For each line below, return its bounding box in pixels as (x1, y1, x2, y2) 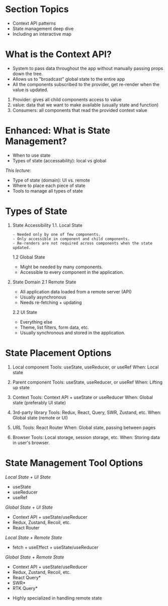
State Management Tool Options (5, 457, 143, 468)
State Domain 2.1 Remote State (12, 279, 76, 285)
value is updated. (12, 87, 49, 93)
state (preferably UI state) (12, 399, 66, 405)
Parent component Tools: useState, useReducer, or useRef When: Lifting (12, 379, 162, 385)
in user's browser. (12, 440, 50, 446)
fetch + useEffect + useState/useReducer (12, 544, 99, 550)
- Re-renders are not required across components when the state (12, 240, 152, 246)
